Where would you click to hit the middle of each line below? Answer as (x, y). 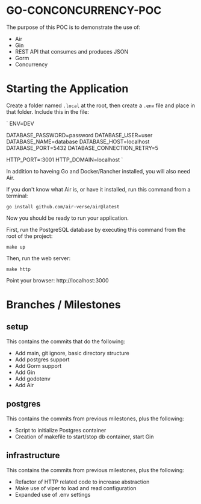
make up (16, 247)
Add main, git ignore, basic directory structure (72, 353)
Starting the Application (67, 89)
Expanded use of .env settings (53, 494)
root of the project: (29, 236)
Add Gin (25, 372)
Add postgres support (42, 359)
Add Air (24, 385)
